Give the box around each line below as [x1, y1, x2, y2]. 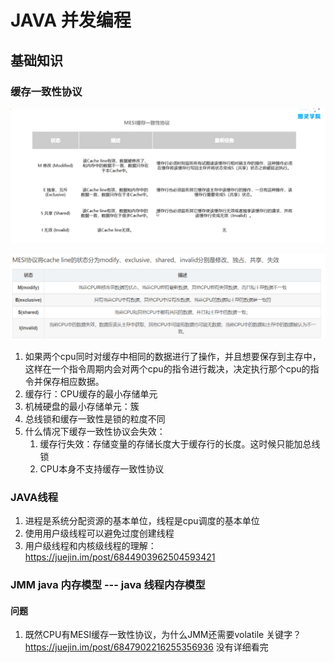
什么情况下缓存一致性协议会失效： [24, 425, 166, 437]
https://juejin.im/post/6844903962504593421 [24, 551, 216, 563]
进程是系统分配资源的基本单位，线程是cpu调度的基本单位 [24, 515, 260, 527]
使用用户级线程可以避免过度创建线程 [24, 527, 175, 540]
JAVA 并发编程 [10, 9, 132, 32]
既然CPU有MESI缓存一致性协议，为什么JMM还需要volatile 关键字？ [24, 629, 302, 641]
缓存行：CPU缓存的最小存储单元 [24, 387, 158, 400]
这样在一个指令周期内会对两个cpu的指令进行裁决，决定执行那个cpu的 [24, 362, 311, 375]
